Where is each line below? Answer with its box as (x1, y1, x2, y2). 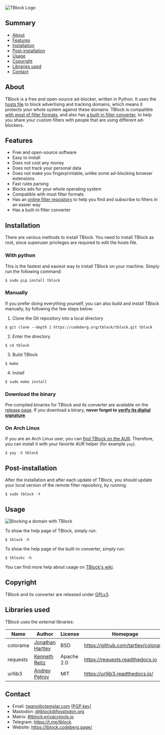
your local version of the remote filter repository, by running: (5, 482, 127, 488)
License (60, 631, 80, 637)
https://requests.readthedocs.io (84, 656, 157, 663)
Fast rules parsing (12, 181, 49, 187)
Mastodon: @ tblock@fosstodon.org (12, 708, 84, 714)
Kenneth (34, 653, 54, 660)
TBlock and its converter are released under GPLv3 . (5, 591, 110, 597)
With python (5, 252, 36, 259)
